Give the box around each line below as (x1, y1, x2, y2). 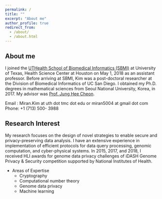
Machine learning (19, 188, 54, 194)
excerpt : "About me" (5, 16, 47, 21)
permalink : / (5, 7, 32, 12)
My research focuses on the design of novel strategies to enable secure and (5, 132, 158, 138)
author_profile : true (5, 20, 49, 26)
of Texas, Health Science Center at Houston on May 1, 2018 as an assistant (5, 70, 155, 76)
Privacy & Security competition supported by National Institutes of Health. (5, 158, 153, 164)
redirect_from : (5, 25, 36, 30)
